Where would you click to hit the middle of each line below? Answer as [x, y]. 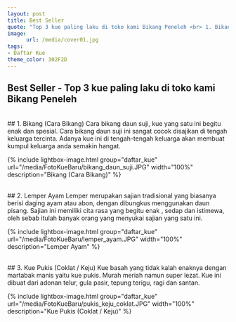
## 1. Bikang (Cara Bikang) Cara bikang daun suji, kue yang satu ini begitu [114, 123]
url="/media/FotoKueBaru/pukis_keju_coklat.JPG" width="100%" [101, 304]
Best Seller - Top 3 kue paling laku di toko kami [111, 88]
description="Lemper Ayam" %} [54, 246]
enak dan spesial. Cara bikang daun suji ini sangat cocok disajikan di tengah [117, 131]
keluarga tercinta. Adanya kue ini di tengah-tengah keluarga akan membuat [116, 139]
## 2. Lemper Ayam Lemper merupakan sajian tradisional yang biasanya [112, 195]
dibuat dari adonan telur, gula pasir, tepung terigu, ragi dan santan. [104, 283]
